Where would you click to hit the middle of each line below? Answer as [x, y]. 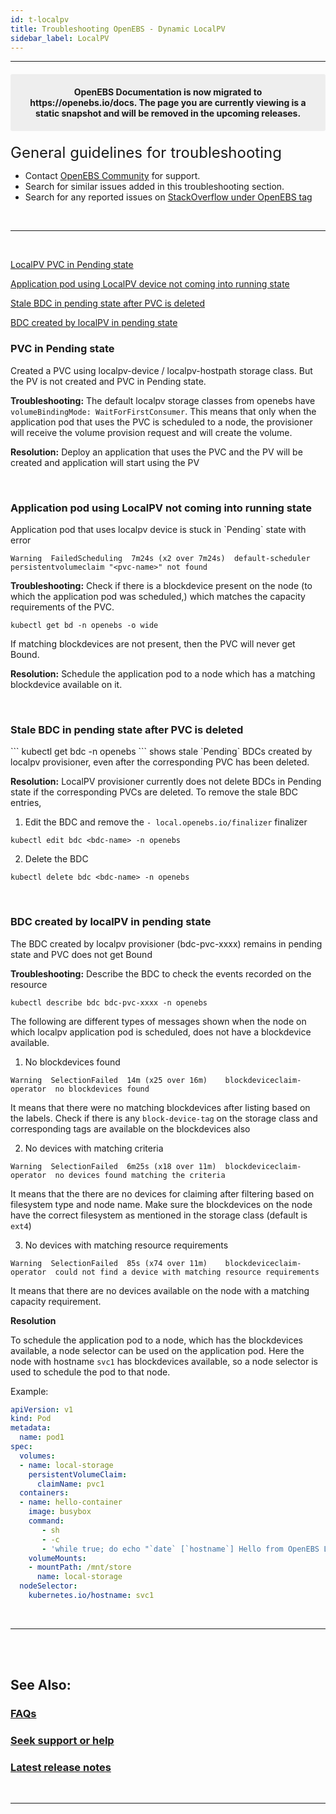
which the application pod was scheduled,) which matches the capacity [158, 596]
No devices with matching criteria [94, 1148]
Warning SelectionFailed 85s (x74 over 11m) [109, 1263]
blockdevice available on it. [66, 684]
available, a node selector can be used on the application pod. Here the [157, 1350]
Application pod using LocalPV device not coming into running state [150, 284]
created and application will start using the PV [105, 462]
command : [46, 1521]
